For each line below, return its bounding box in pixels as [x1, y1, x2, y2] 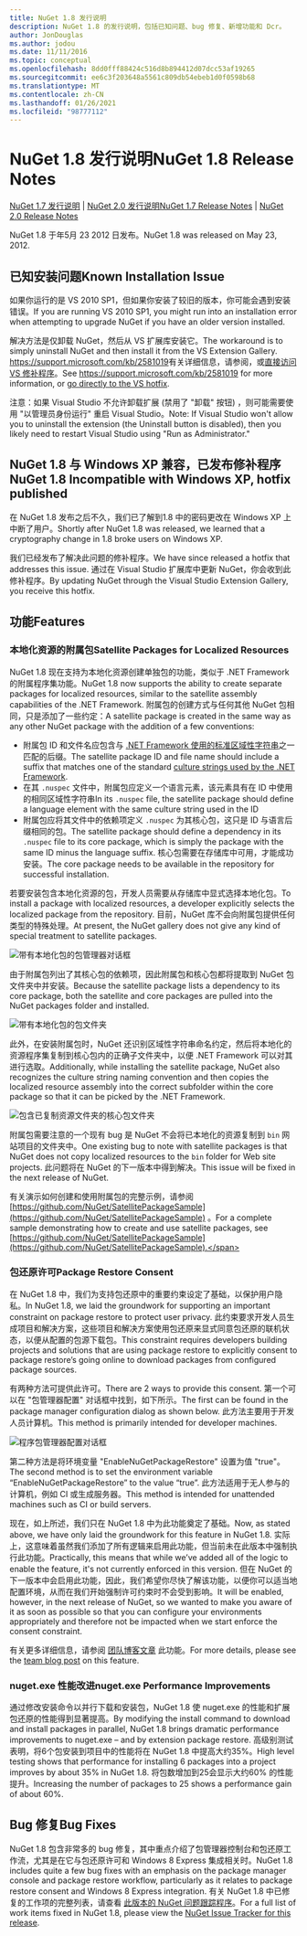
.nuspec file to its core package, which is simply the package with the [22, 835, 284, 846]
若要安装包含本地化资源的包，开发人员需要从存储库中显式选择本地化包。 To [9, 888, 291, 899]
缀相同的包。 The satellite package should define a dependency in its [22, 825, 281, 836]
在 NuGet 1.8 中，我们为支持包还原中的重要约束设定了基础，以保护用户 [9, 1288, 275, 1299]
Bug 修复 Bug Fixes [9, 1817, 117, 1833]
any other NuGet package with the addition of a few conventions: [9, 720, 255, 731]
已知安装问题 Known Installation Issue [9, 269, 226, 284]
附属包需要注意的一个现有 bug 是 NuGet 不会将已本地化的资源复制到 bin [9, 1129, 281, 1140]
